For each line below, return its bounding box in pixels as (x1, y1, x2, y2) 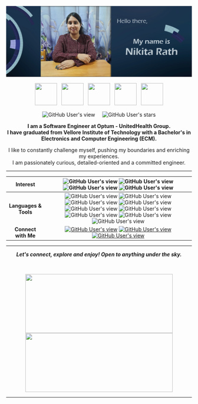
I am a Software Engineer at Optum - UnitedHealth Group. (27, 123, 171, 130)
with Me (15, 232, 36, 239)
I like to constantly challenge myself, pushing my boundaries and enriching (8, 147, 190, 154)
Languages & (8, 202, 42, 209)
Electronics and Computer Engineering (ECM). (41, 135, 157, 142)
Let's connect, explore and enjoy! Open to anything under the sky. (16, 251, 182, 258)
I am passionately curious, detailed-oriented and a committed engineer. (12, 159, 186, 166)
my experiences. (78, 153, 120, 160)
